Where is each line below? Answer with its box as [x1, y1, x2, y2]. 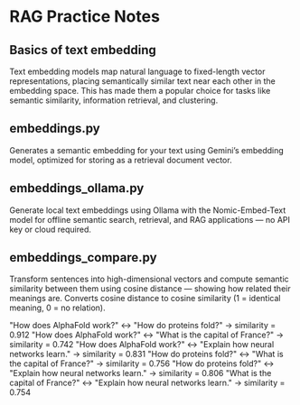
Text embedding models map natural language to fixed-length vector [9, 66, 266, 77]
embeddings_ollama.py [9, 180, 145, 196]
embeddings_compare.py [9, 250, 157, 265]
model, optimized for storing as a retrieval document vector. [9, 154, 232, 165]
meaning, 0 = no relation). [9, 302, 106, 313]
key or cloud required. [9, 224, 92, 235]
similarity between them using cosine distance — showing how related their [9, 283, 291, 294]
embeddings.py [9, 121, 101, 136]
